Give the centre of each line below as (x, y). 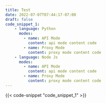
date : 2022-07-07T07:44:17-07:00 (41, 15)
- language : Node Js (36, 57)
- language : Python (35, 29)
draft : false (19, 19)
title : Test (18, 10)
